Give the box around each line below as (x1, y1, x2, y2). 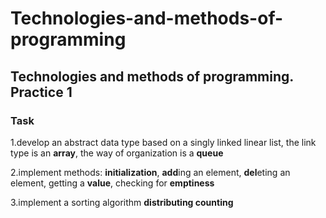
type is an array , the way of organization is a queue (10, 147, 224, 159)
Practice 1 (10, 83, 73, 101)
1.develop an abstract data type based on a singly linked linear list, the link (10, 136, 317, 148)
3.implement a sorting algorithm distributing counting (10, 196, 234, 208)
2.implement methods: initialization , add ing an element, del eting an (10, 166, 291, 178)
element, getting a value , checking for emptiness (10, 177, 215, 189)
